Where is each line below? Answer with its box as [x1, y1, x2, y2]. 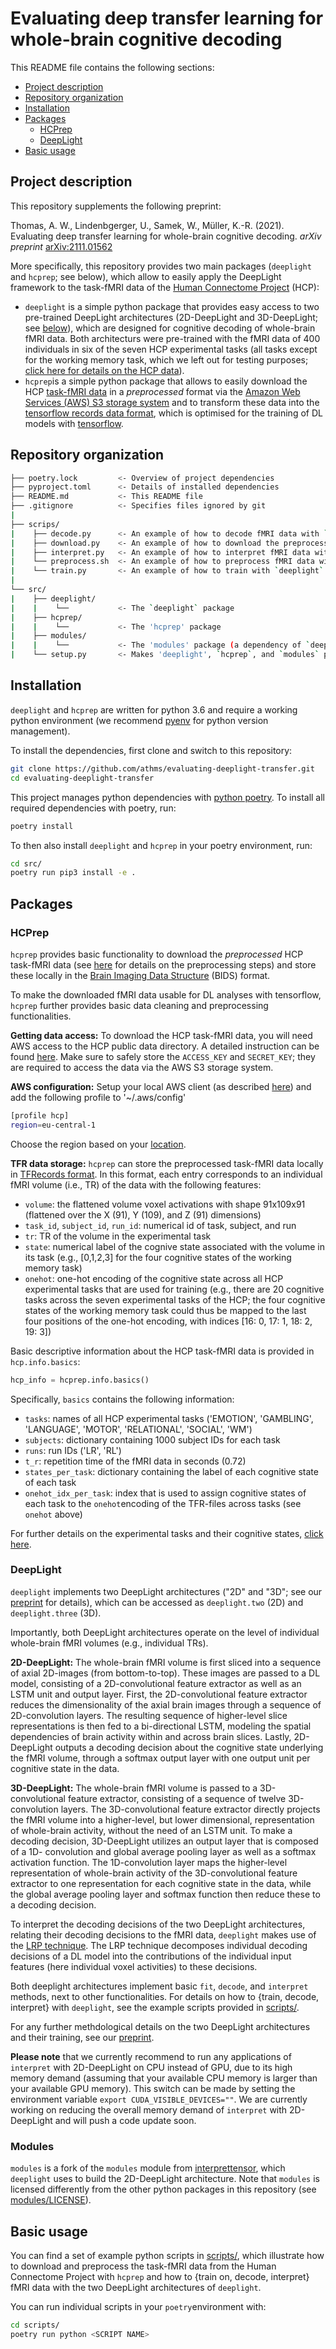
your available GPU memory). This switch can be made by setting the [10, 2082, 296, 2094]
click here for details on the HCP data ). [24, 364, 185, 376]
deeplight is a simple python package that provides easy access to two [24, 300, 320, 312]
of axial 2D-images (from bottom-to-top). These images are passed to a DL [10, 1667, 321, 1679]
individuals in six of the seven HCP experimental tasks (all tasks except [24, 343, 318, 355]
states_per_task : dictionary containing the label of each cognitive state [24, 1465, 319, 1477]
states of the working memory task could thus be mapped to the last [24, 1304, 307, 1316]
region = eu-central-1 [10, 1120, 97, 1130]
